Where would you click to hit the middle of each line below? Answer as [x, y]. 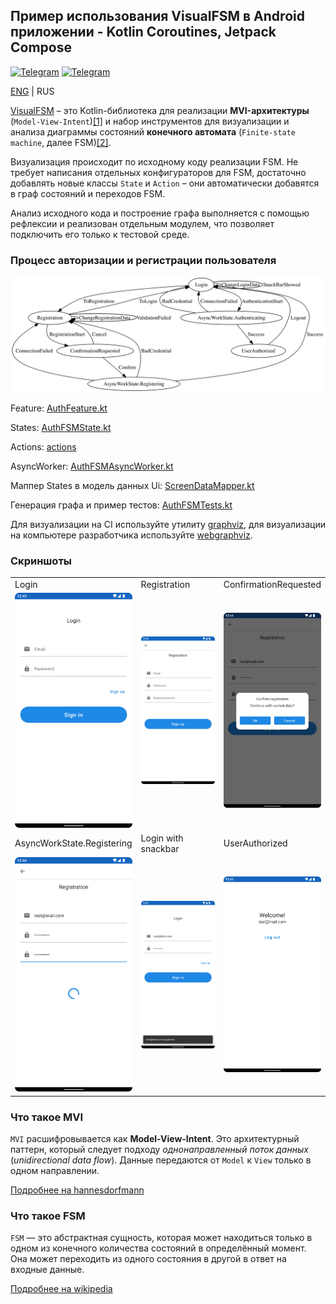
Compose [41, 47]
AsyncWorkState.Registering [73, 843]
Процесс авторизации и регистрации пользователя [143, 260]
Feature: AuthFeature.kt [59, 408]
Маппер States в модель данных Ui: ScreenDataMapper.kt [132, 486]
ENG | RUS [32, 91]
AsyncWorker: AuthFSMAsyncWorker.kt [92, 466]
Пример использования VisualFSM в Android [157, 16]
